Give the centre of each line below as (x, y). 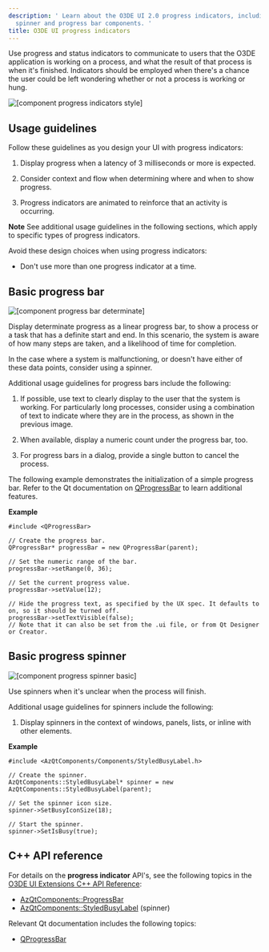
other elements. (46, 731)
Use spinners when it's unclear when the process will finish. (107, 691)
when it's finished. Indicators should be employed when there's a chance (129, 71)
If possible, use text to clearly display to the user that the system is (130, 399)
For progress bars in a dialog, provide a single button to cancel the (129, 455)
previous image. (46, 424)
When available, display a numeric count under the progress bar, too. (134, 440)
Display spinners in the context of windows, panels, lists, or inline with (135, 722)
